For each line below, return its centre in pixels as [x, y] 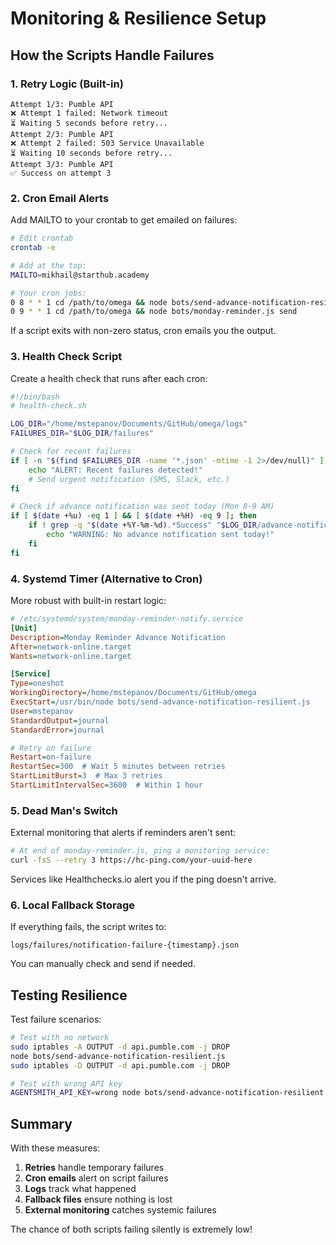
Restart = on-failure [51, 757]
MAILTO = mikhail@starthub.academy [80, 275]
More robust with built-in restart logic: [88, 601]
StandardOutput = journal [60, 720]
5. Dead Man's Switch [64, 810]
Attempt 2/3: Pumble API [62, 134]
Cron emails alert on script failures [96, 1178]
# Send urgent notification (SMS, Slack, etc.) [129, 479]
